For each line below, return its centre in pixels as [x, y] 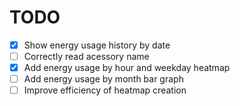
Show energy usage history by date [97, 45]
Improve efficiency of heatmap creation [105, 90]
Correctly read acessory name [86, 56]
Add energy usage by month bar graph [103, 79]
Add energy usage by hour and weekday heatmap [127, 68]
